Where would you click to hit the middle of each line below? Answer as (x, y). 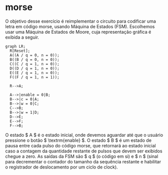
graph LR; (16, 46)
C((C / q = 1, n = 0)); (34, 64)
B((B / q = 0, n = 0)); (34, 59)
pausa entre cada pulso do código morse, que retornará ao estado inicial (80, 145)
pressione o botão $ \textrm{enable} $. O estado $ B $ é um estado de (78, 140)
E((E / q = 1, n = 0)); (34, 73)
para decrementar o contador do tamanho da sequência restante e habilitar (83, 161)
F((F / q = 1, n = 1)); (34, 77)
